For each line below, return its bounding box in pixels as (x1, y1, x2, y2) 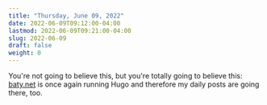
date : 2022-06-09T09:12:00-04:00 (8, 19, 121, 27)
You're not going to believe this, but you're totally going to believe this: (8, 71, 243, 80)
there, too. (8, 88, 43, 97)
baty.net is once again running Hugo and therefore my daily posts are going (8, 79, 260, 89)
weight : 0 (8, 49, 42, 57)
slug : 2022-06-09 (8, 34, 67, 42)
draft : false (8, 42, 52, 50)
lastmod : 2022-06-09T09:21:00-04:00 (8, 26, 131, 34)
